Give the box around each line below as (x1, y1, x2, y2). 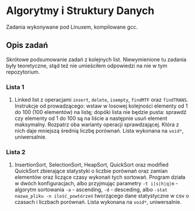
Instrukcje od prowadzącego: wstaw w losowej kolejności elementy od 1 (14, 102, 188, 109)
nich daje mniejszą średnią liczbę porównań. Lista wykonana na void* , (14, 127, 184, 134)
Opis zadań (6, 40, 48, 50)
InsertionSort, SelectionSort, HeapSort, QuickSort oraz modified (14, 161, 169, 168)
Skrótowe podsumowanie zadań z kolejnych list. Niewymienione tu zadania (6, 56, 187, 63)
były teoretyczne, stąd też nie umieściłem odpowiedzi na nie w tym (6, 62, 168, 69)
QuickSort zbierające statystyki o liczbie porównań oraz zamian (14, 168, 168, 175)
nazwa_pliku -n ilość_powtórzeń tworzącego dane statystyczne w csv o (14, 192, 189, 199)
